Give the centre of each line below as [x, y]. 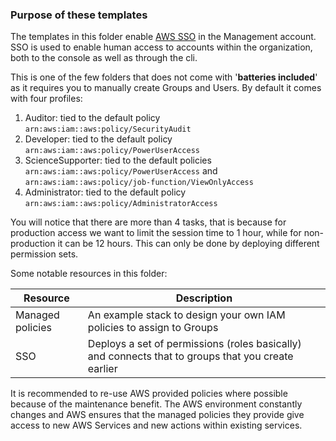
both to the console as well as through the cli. [104, 58]
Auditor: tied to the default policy [92, 118]
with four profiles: [46, 99]
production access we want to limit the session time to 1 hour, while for [156, 233]
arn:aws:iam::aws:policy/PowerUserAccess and [121, 171]
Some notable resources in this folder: [89, 274]
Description [204, 298]
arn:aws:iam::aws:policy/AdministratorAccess [121, 204]
